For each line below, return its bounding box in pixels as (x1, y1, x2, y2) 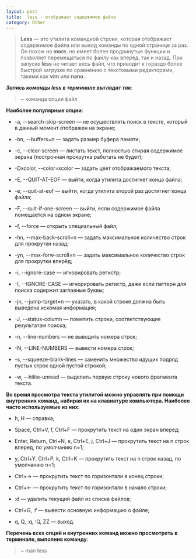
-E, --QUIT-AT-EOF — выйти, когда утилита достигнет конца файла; (14, 176, 183, 183)
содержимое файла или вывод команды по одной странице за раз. (20, 42, 188, 49)
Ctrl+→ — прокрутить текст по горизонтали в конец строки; (14, 473, 164, 480)
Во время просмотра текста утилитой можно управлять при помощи (6, 391, 184, 398)
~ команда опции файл (20, 96, 78, 103)
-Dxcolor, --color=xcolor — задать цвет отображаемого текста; (14, 165, 171, 172)
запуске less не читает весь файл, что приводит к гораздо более (20, 60, 183, 67)
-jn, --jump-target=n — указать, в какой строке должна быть (14, 298, 166, 305)
